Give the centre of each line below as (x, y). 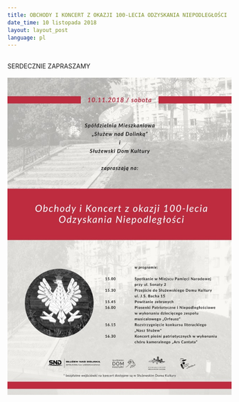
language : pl (27, 38)
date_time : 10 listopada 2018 (52, 22)
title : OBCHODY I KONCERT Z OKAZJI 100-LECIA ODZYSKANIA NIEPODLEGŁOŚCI (117, 15)
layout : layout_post (38, 30)
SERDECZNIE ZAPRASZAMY (49, 66)
